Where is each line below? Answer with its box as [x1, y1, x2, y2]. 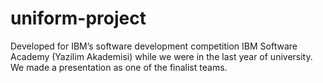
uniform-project [10, 7, 147, 30]
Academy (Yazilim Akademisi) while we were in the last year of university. [10, 50, 313, 62]
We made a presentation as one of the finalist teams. [10, 61, 228, 73]
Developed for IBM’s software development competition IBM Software [10, 40, 298, 52]
